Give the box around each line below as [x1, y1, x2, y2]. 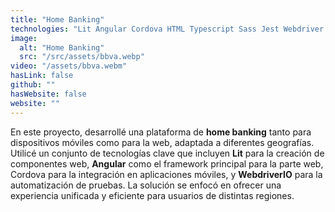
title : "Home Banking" [10, 14, 105, 25]
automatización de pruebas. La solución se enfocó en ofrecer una [10, 179, 282, 191]
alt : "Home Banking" [19, 42, 105, 53]
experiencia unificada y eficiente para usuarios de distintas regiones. [10, 189, 295, 201]
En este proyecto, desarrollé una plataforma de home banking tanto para [10, 126, 312, 138]
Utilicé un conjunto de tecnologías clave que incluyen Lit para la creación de [10, 147, 325, 159]
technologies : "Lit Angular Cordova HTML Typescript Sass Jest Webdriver [10, 24, 325, 34]
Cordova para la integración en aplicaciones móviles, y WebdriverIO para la [10, 168, 323, 180]
